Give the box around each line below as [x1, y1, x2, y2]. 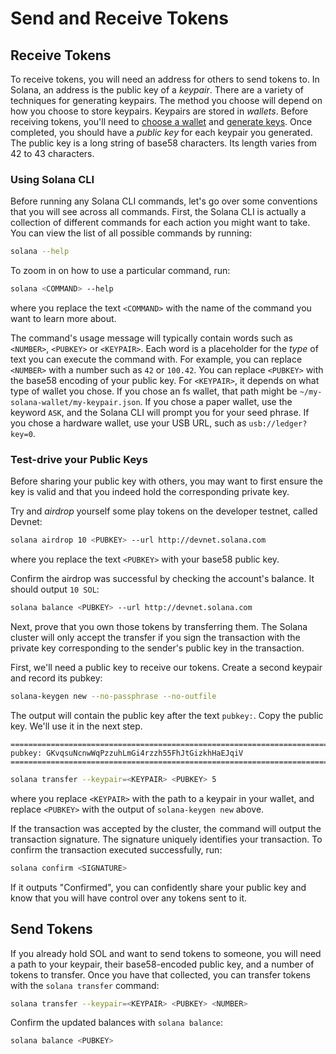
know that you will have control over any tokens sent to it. [10, 892, 248, 904]
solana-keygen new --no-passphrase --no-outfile [10, 692, 217, 702]
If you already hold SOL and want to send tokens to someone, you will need [10, 947, 322, 959]
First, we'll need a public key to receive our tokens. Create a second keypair [10, 662, 323, 674]
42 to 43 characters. [10, 148, 95, 159]
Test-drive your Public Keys [10, 452, 148, 466]
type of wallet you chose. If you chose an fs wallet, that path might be [10, 385, 298, 397]
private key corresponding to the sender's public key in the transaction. [10, 642, 305, 654]
